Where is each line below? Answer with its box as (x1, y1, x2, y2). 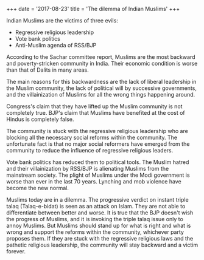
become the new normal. (6, 185, 69, 191)
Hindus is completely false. (6, 115, 74, 123)
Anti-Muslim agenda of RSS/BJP (15, 42, 97, 49)
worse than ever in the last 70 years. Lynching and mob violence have (6, 178, 181, 185)
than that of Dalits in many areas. (6, 66, 90, 74)
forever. (6, 248, 26, 255)
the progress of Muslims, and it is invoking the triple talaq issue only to (6, 216, 184, 222)
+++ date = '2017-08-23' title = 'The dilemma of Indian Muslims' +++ (6, 5, 180, 12)
